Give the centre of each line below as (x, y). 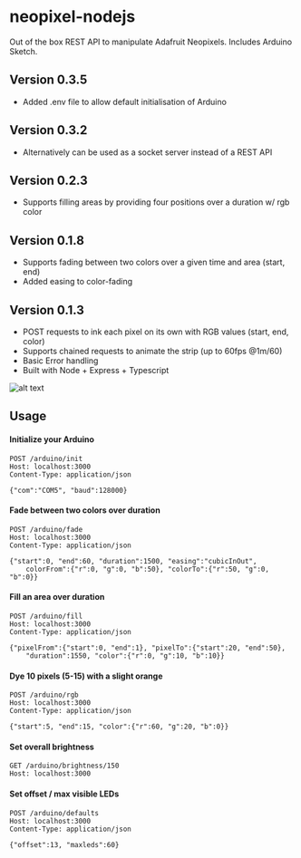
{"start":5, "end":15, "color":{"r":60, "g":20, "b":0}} (119, 727)
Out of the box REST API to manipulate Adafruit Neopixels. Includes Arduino (151, 42)
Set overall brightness (52, 747)
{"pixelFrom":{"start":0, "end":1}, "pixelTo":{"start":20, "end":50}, (147, 648)
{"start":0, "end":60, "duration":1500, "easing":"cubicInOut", (133, 561)
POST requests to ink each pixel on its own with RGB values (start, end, (155, 332)
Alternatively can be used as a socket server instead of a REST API (147, 152)
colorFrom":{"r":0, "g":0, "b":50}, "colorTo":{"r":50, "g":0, (148, 569)
